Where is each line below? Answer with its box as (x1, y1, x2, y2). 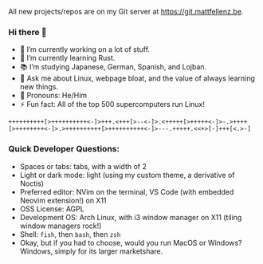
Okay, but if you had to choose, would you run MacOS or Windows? (19, 238, 242, 247)
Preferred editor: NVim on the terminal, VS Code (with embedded (19, 187, 234, 196)
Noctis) (19, 179, 45, 188)
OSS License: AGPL (19, 203, 85, 214)
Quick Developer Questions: (8, 144, 120, 155)
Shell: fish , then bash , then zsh (19, 229, 121, 238)
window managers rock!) (19, 221, 102, 231)
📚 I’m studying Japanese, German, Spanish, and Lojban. (19, 62, 207, 72)
